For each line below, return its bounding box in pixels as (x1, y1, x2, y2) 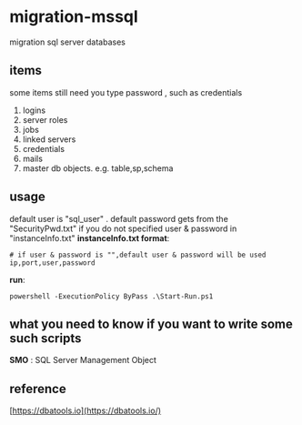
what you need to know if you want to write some (9, 316, 294, 331)
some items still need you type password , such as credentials (9, 86, 243, 97)
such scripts (9, 330, 82, 346)
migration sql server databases (9, 36, 126, 47)
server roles (22, 114, 68, 125)
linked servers (22, 134, 76, 145)
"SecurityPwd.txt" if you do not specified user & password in (9, 223, 237, 234)
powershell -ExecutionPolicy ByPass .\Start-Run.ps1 (9, 291, 214, 301)
